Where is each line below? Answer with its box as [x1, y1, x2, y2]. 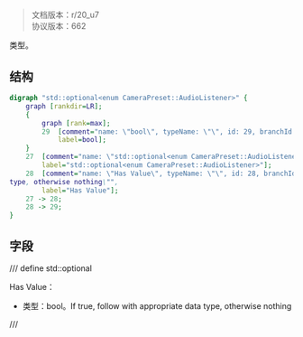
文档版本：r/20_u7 [31, 9, 99, 21]
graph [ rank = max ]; [41, 118, 111, 127]
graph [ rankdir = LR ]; [25, 101, 103, 111]
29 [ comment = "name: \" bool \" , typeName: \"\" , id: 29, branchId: [41, 126, 297, 136]
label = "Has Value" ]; [41, 185, 119, 195]
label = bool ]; [57, 136, 106, 145]
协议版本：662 [31, 21, 87, 32]
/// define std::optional [9, 262, 93, 274]
